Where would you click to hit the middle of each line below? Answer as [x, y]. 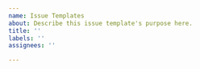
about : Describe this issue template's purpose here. [101, 23]
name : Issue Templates [46, 16]
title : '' [25, 30]
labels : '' [27, 38]
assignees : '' [32, 46]
